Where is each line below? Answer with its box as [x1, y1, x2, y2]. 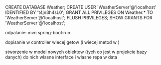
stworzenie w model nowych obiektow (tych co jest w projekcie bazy [5, 49, 147, 55]
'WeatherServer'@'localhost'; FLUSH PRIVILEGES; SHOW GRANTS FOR [5, 15, 153, 20]
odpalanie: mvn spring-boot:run [5, 30, 71, 35]
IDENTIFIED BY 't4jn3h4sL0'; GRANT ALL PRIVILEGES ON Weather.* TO [5, 9, 153, 15]
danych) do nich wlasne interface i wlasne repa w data [5, 54, 118, 60]
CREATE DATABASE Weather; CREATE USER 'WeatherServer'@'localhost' [5, 4, 157, 10]
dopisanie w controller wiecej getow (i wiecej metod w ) [5, 39, 120, 45]
